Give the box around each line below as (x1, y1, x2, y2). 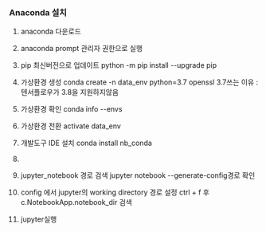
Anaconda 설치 (9, 6, 67, 18)
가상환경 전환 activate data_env (20, 121, 122, 131)
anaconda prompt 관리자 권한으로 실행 (20, 44, 143, 53)
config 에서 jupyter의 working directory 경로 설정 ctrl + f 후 (20, 187, 210, 197)
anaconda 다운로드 (20, 26, 82, 37)
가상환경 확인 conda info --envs (20, 104, 123, 114)
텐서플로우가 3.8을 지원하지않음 (20, 88, 119, 97)
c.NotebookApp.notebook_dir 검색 (20, 198, 132, 207)
